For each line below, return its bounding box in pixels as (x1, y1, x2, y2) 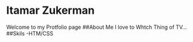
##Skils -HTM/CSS (6, 29, 54, 37)
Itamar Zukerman (6, 4, 95, 17)
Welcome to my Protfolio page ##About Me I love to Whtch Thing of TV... (6, 23, 187, 31)
